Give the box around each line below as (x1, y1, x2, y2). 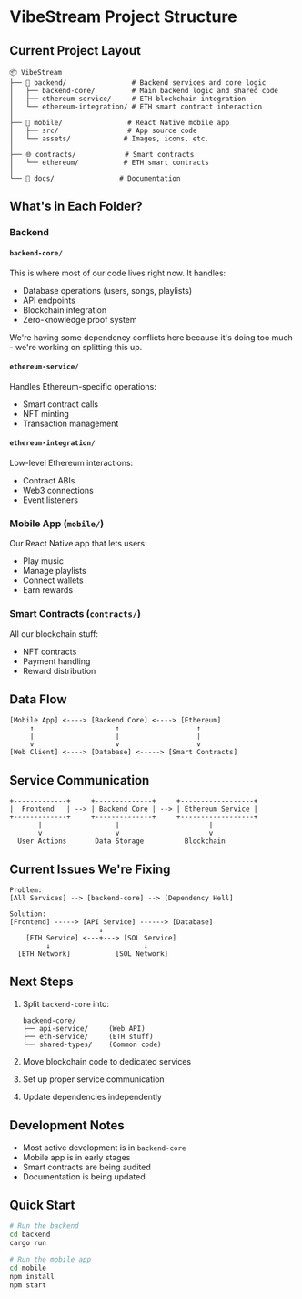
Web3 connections (22, 484, 94, 495)
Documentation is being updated (22, 1170, 146, 1182)
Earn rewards (22, 585, 74, 596)
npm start (9, 1280, 47, 1290)
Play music (22, 556, 64, 566)
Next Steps (9, 974, 74, 990)
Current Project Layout (9, 43, 141, 58)
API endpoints (22, 295, 75, 306)
